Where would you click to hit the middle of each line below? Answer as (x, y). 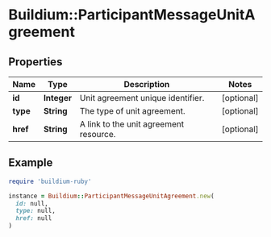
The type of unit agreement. (132, 111)
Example (31, 163)
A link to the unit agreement (131, 124)
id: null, (32, 203)
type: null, (36, 211)
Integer (58, 98)
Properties (35, 62)
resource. (98, 134)
